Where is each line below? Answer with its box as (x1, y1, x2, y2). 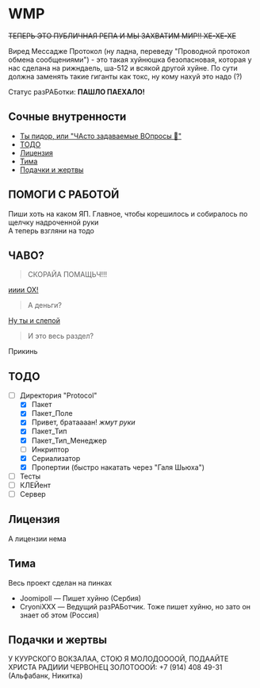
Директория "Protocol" (19, 390, 97, 401)
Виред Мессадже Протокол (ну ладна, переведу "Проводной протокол (8, 46, 250, 56)
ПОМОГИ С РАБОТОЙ (8, 188, 120, 202)
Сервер (19, 489, 46, 498)
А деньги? (27, 301, 62, 310)
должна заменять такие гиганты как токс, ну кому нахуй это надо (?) (8, 71, 243, 81)
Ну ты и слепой (8, 316, 61, 325)
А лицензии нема (8, 533, 67, 544)
